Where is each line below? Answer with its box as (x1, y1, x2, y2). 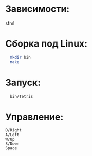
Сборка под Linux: (5, 38, 88, 50)
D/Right (5, 128, 22, 133)
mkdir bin (10, 55, 31, 60)
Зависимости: (5, 3, 70, 15)
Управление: (5, 111, 64, 123)
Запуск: (5, 77, 41, 88)
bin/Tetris (10, 94, 33, 99)
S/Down (5, 141, 20, 146)
